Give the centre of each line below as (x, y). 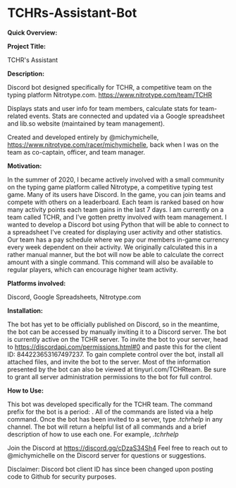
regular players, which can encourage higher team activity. (93, 269)
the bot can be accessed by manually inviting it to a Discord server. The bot (117, 332)
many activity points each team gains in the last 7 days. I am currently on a (116, 209)
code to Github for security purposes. (62, 476)
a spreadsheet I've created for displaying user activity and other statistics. (115, 232)
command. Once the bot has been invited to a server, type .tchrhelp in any (115, 419)
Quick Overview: (32, 32)
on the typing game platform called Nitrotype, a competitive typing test (110, 187)
